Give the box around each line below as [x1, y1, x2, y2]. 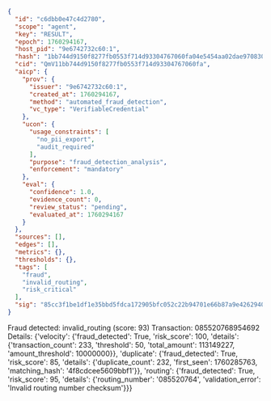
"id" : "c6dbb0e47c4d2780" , [15, 15, 106, 23]
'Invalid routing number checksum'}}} [7, 382, 133, 392]
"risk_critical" [22, 285, 78, 294]
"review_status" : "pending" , [28, 203, 128, 211]
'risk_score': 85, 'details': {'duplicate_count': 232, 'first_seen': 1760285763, [7, 357, 258, 367]
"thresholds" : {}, [15, 255, 78, 264]
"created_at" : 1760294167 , [28, 90, 121, 99]
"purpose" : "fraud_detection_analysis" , [28, 158, 167, 166]
